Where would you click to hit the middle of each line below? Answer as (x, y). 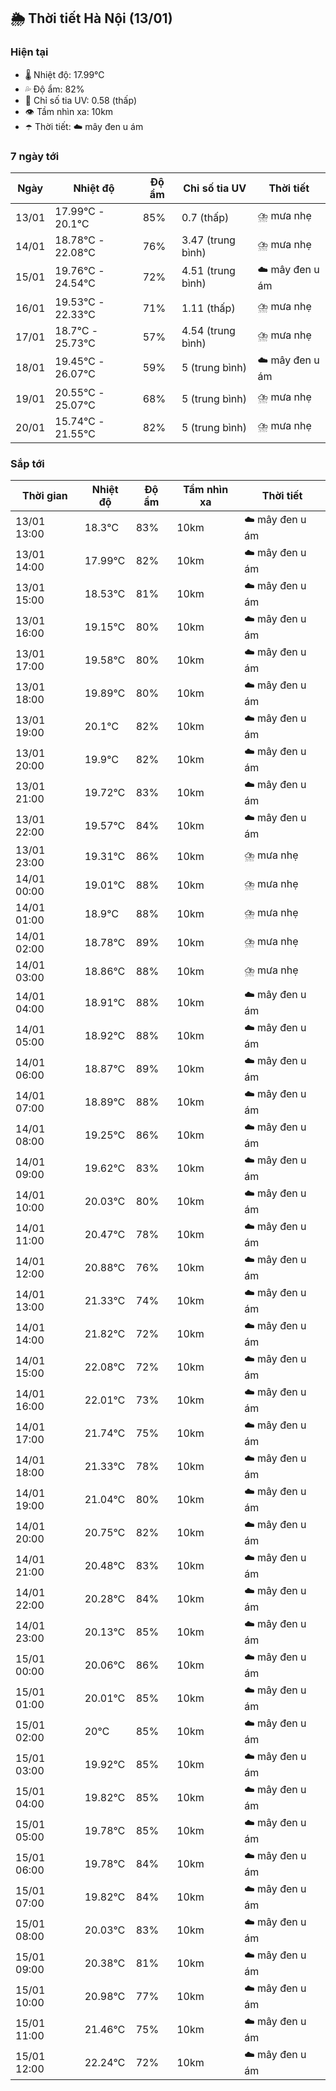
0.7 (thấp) (205, 217)
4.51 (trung (208, 271)
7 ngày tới (35, 156)
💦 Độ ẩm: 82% (54, 89)
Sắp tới (27, 463)
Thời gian (44, 496)
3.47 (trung (208, 240)
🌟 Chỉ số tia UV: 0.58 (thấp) (80, 100)
